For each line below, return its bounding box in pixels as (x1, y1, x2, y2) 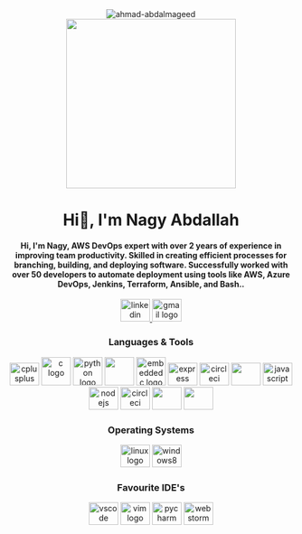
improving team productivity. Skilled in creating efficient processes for (15, 249, 287, 260)
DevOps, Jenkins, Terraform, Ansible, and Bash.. (57, 278, 245, 289)
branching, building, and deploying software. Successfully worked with (14, 259, 288, 270)
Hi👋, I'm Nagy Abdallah (62, 210, 240, 230)
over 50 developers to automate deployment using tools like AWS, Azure (12, 268, 290, 279)
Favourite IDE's (117, 481, 185, 493)
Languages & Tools (108, 336, 194, 349)
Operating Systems (107, 424, 195, 436)
